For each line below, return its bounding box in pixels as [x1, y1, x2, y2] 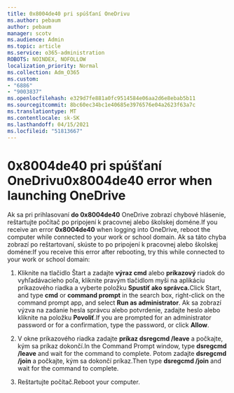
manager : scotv [7, 29, 52, 37]
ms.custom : [7, 75, 39, 83]
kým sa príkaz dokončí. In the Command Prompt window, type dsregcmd [17, 342, 227, 350]
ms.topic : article [7, 43, 61, 50]
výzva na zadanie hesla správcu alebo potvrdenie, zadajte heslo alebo [17, 306, 221, 315]
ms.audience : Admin [7, 36, 64, 43]
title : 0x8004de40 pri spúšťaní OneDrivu [7, 10, 130, 18]
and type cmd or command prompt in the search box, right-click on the [17, 291, 226, 300]
